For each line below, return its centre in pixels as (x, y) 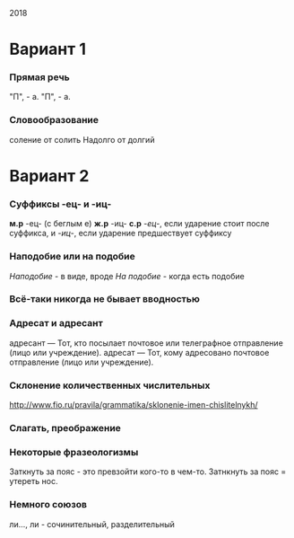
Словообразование (54, 120)
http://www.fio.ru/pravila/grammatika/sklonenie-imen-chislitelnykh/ (134, 405)
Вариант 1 (48, 49)
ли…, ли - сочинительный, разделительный (92, 524)
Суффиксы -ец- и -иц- (61, 204)
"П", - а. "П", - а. (40, 97)
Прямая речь (39, 77)
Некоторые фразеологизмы (74, 452)
